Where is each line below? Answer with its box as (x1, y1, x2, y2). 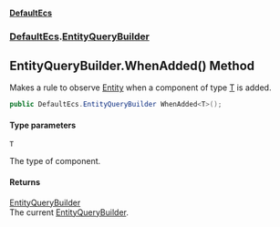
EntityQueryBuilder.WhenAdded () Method (9, 57, 255, 73)
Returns (9, 177, 41, 187)
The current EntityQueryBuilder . (9, 206, 130, 218)
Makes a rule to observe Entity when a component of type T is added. (9, 82, 272, 93)
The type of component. (9, 156, 101, 167)
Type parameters (9, 119, 77, 130)
